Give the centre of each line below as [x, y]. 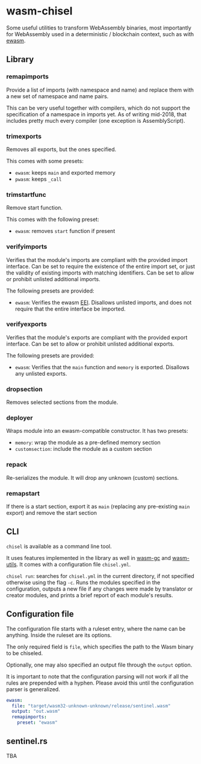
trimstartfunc [26, 194]
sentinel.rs [27, 741]
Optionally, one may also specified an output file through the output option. [99, 665]
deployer [20, 418]
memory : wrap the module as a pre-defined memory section [88, 443]
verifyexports [26, 325]
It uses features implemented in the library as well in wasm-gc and [89, 557]
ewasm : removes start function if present [65, 231]
